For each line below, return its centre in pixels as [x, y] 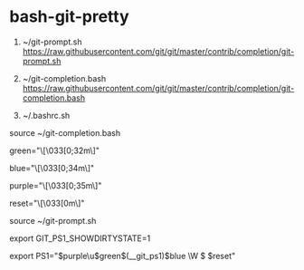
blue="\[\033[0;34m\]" [52, 168]
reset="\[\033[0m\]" [47, 203]
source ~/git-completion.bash [65, 132]
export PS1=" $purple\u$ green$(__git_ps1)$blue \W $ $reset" [123, 256]
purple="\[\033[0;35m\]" [56, 185]
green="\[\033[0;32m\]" [54, 150]
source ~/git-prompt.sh [53, 220]
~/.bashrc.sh [46, 115]
